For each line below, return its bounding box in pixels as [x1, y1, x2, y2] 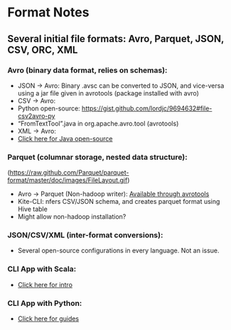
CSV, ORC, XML [7, 43, 78, 56]
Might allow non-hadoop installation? [17, 212, 127, 221]
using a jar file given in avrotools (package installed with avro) [17, 88, 199, 97]
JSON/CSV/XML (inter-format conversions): [7, 230, 163, 240]
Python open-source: [17, 104, 80, 113]
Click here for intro [17, 280, 73, 289]
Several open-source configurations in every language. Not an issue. [17, 247, 220, 255]
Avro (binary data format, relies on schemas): [7, 65, 168, 75]
